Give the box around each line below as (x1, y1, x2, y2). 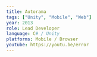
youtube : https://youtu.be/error (6, 42, 89, 48)
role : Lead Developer (6, 25, 60, 31)
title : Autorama (6, 8, 46, 15)
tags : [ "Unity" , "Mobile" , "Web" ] (6, 14, 92, 20)
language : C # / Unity (6, 31, 60, 37)
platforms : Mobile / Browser (6, 36, 79, 42)
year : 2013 (6, 20, 33, 26)
